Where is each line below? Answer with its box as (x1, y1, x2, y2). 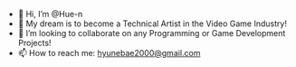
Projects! (17, 37, 52, 48)
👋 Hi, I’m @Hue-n (17, 9, 83, 19)
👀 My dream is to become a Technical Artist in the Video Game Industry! (17, 18, 288, 29)
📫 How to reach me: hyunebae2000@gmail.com (17, 48, 201, 58)
